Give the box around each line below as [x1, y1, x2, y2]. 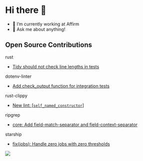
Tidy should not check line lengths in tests [12, 63, 100, 69]
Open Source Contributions [5, 41, 92, 49]
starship [5, 131, 22, 137]
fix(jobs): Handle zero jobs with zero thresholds [12, 141, 110, 147]
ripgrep [5, 112, 20, 118]
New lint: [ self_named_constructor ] [12, 102, 84, 108]
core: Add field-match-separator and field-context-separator [12, 122, 138, 128]
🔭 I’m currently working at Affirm [12, 21, 80, 27]
